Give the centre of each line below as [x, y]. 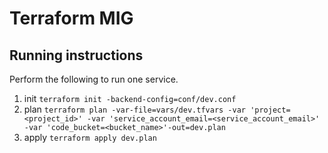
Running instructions [76, 55]
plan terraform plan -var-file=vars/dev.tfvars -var [134, 109]
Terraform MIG [71, 18]
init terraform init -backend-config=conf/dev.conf [130, 98]
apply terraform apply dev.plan [90, 137]
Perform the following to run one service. [94, 79]
